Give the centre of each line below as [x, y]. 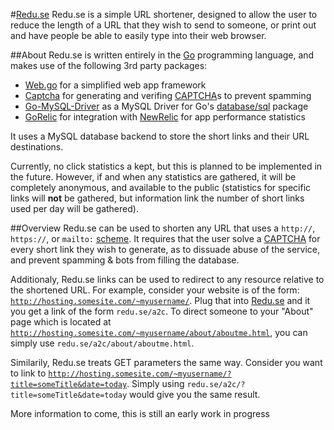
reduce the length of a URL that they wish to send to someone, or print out [163, 25]
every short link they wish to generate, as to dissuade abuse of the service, [165, 249]
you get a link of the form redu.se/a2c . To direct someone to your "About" [162, 311]
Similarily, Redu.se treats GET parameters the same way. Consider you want [166, 362]
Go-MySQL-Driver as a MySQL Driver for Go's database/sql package [166, 106]
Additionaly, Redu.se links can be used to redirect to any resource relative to [167, 279]
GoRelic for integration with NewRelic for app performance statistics [165, 117]
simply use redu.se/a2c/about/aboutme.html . [102, 343]
